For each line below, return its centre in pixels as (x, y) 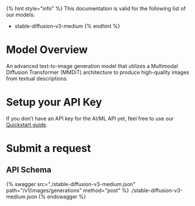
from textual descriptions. (37, 78)
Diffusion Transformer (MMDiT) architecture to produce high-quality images (97, 72)
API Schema (29, 170)
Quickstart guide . (27, 124)
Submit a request (49, 148)
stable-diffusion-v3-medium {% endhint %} (67, 26)
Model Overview (47, 50)
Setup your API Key (54, 102)
